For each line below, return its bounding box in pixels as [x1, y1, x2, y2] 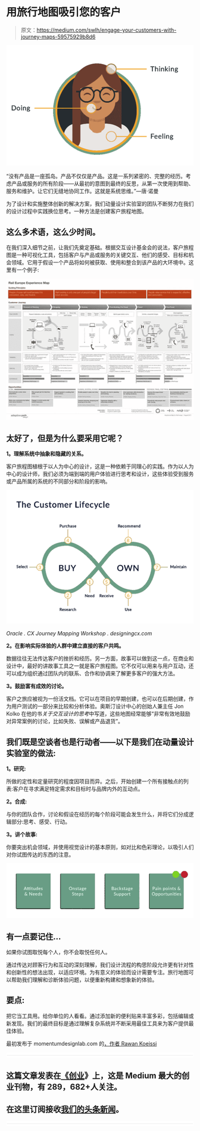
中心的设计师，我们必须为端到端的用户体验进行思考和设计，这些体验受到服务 [6, 470, 194, 477]
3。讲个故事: [6, 831, 37, 838]
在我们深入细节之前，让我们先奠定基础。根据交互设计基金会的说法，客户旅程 [6, 244, 194, 251]
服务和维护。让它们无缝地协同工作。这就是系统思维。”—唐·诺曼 [6, 188, 159, 195]
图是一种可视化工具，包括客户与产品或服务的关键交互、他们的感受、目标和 [6, 252, 189, 259]
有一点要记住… [6, 931, 61, 942]
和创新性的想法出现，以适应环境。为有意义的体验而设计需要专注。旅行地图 [6, 969, 189, 976]
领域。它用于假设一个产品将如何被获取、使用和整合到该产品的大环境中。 [11, 259, 189, 266]
